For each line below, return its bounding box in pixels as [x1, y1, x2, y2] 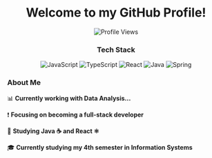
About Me [7, 78, 41, 88]
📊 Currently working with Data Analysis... [7, 94, 131, 102]
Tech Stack [96, 45, 136, 55]
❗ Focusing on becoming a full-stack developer [7, 110, 144, 119]
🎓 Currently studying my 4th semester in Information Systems [7, 143, 193, 151]
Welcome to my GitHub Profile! [26, 5, 206, 21]
